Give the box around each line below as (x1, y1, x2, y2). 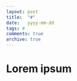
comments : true (6, 31, 44, 37)
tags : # (6, 25, 25, 32)
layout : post (6, 8, 38, 15)
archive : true (6, 36, 41, 42)
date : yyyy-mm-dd (6, 20, 54, 26)
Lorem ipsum (6, 62, 72, 76)
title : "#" (6, 14, 36, 20)
